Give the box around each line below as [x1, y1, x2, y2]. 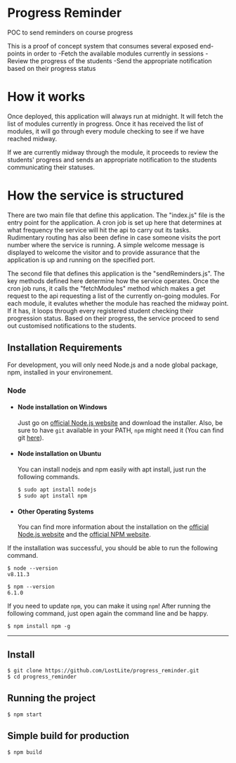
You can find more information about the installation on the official [17, 523, 209, 531]
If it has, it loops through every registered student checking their [7, 306, 194, 315]
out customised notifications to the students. [7, 321, 137, 330]
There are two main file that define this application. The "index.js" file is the [7, 211, 225, 219]
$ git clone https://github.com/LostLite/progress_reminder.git [7, 667, 199, 674]
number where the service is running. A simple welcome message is [7, 240, 205, 249]
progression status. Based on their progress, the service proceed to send [7, 314, 219, 322]
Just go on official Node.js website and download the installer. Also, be [17, 418, 223, 426]
